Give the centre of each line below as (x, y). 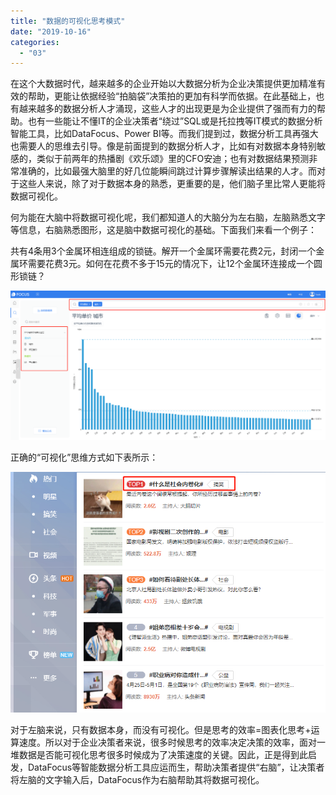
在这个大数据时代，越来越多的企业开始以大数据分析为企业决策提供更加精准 (163, 84)
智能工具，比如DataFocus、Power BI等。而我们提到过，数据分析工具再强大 (164, 134)
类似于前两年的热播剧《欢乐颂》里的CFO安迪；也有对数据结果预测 (173, 159)
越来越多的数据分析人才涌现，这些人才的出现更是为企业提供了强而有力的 (167, 109)
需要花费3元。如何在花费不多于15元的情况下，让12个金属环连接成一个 (170, 264)
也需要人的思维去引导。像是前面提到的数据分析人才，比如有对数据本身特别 (163, 146)
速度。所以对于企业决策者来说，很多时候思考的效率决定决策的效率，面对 (167, 742)
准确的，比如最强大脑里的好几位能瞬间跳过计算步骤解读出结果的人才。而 (167, 171)
